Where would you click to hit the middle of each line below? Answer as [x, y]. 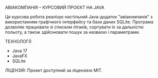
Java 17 [20, 51]
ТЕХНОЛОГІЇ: [19, 41]
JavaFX [20, 56]
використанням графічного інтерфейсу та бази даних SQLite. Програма [79, 22]
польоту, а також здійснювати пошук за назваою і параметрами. [72, 32]
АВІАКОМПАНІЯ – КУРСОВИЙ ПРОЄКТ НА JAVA [55, 7]
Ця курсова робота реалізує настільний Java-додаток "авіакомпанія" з [79, 17]
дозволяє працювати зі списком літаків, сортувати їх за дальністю [74, 27]
